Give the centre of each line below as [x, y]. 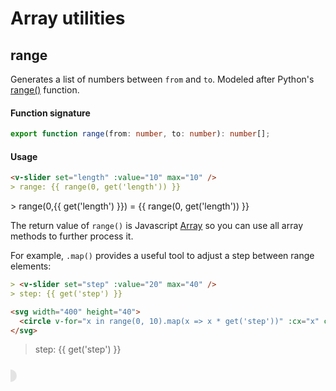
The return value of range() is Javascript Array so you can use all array [157, 226]
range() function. [45, 90]
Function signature [50, 113]
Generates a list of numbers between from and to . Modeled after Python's [162, 79]
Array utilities [68, 18]
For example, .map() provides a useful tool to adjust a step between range [162, 256]
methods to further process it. [72, 236]
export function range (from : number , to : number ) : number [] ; [140, 134]
